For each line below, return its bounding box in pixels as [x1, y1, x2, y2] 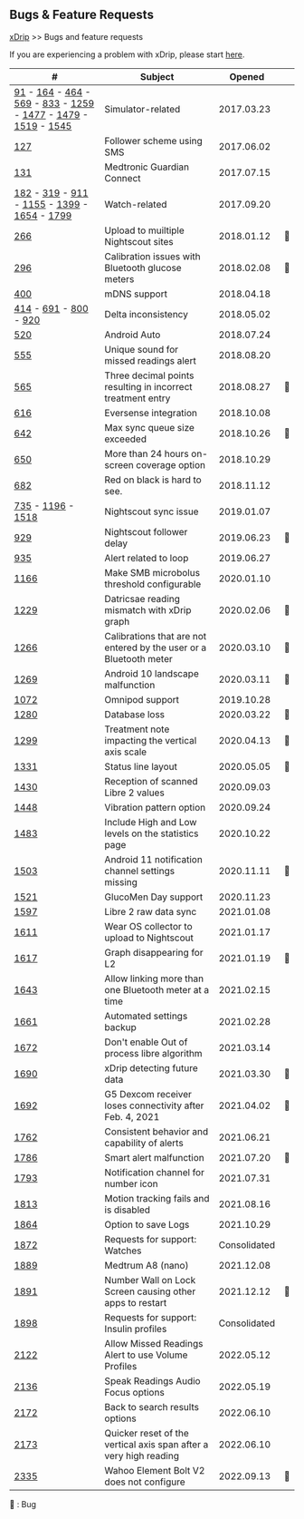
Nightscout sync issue [104, 505, 199, 518]
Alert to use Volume [104, 1349, 188, 1361]
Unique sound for [104, 343, 179, 355]
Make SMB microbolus [104, 566, 201, 579]
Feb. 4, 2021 [104, 1110, 160, 1123]
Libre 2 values [104, 786, 165, 799]
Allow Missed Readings [104, 1337, 204, 1349]
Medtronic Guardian [104, 161, 190, 173]
